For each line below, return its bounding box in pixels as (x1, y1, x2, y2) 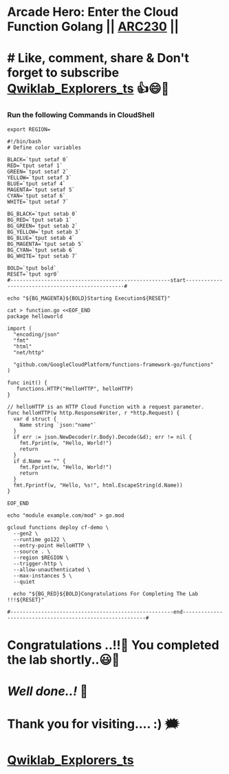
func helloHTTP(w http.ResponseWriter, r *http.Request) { (7, 409, 180, 416)
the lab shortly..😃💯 (7, 652, 120, 667)
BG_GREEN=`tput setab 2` (7, 222, 78, 230)
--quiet (13, 578, 36, 585)
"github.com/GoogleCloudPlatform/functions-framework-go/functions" (13, 361, 214, 368)
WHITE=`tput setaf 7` (7, 198, 69, 205)
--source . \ (13, 548, 51, 555)
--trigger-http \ (13, 560, 63, 567)
